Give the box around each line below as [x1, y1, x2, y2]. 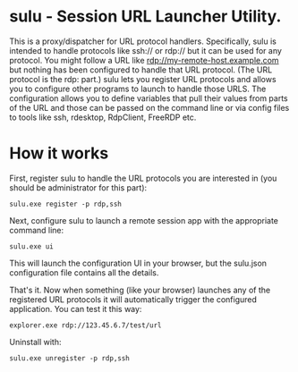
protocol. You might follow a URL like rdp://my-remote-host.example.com [9, 55, 279, 65]
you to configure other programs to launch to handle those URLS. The [9, 83, 267, 94]
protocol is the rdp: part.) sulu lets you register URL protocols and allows [9, 73, 277, 84]
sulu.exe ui [9, 241, 54, 251]
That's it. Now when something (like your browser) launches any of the [9, 284, 271, 295]
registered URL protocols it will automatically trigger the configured [9, 293, 258, 305]
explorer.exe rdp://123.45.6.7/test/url [9, 320, 163, 330]
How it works [9, 143, 109, 164]
